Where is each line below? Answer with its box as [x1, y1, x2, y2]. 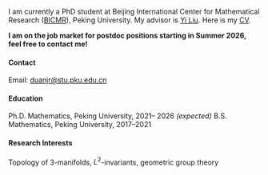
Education [8, 93, 43, 103]
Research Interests [8, 138, 73, 147]
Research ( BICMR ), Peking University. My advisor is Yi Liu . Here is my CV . [8, 15, 251, 25]
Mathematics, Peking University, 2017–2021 [8, 120, 152, 129]
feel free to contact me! [8, 39, 88, 49]
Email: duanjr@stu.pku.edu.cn [8, 75, 107, 85]
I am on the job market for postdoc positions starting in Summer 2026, [8, 31, 246, 40]
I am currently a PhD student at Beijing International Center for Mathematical [8, 7, 260, 16]
